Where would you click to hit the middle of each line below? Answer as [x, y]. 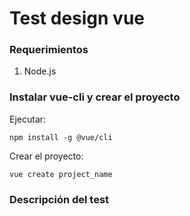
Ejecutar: [28, 119]
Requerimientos [49, 50]
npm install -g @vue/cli [61, 137]
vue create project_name [61, 174]
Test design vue [77, 18]
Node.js [40, 71]
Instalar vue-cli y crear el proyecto [95, 97]
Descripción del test [59, 199]
